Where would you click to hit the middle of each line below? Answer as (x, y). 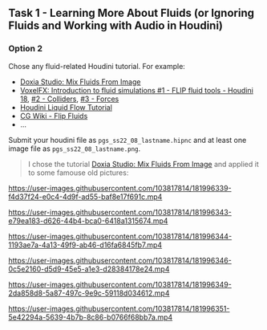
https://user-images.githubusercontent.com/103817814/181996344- (120, 236)
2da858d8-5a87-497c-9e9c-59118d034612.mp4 (89, 293)
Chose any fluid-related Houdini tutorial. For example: (97, 66)
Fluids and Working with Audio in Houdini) (115, 26)
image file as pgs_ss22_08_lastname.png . (75, 149)
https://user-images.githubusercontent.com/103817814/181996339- (120, 188)
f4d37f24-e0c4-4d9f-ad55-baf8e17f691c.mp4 (85, 197)
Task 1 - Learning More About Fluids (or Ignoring (131, 13)
